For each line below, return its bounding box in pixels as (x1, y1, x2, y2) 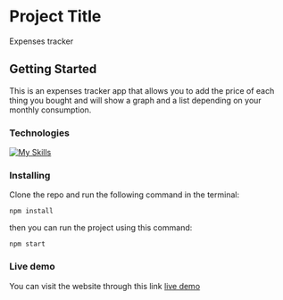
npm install (9, 207, 54, 216)
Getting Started (9, 62, 97, 77)
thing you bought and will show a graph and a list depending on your (9, 95, 262, 105)
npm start (9, 239, 46, 249)
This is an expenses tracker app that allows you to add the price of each (9, 85, 275, 96)
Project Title (9, 6, 102, 27)
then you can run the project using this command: (9, 222, 193, 233)
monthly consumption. (9, 104, 92, 115)
